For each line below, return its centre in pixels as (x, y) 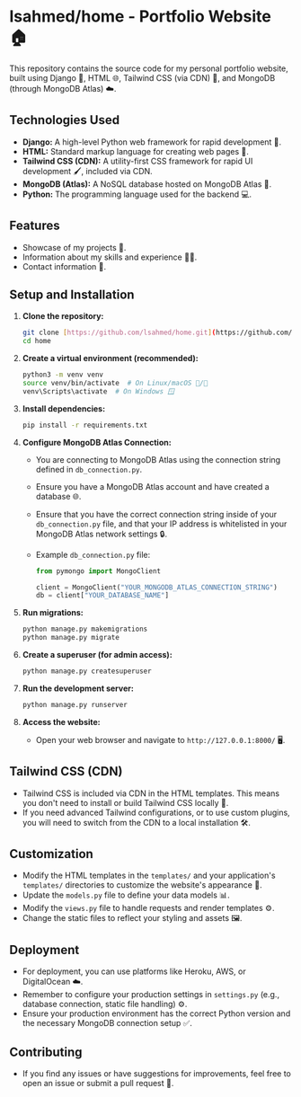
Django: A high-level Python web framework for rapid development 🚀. (152, 142)
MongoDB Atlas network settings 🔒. (102, 534)
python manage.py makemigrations (85, 629)
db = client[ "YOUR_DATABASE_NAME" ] (102, 596)
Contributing (46, 1052)
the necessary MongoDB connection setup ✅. (107, 1023)
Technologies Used (64, 120)
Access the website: (61, 721)
